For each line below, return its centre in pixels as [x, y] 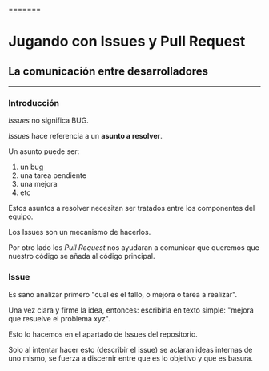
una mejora [38, 184]
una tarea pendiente [53, 175]
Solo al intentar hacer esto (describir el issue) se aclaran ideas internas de [130, 349]
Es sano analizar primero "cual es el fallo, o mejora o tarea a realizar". [123, 294]
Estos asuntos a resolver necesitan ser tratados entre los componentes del [132, 208]
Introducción [34, 103]
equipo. [21, 216]
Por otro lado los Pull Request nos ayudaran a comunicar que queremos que [134, 248]
